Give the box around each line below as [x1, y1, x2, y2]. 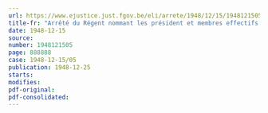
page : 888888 [8, 49, 52, 56]
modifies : [8, 78, 41, 86]
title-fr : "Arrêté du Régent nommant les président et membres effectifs [8, 19, 259, 27]
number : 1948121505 [8, 41, 73, 49]
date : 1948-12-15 [8, 26, 66, 34]
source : [8, 33, 34, 42]
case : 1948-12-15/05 [8, 56, 77, 64]
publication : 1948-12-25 [8, 64, 91, 72]
